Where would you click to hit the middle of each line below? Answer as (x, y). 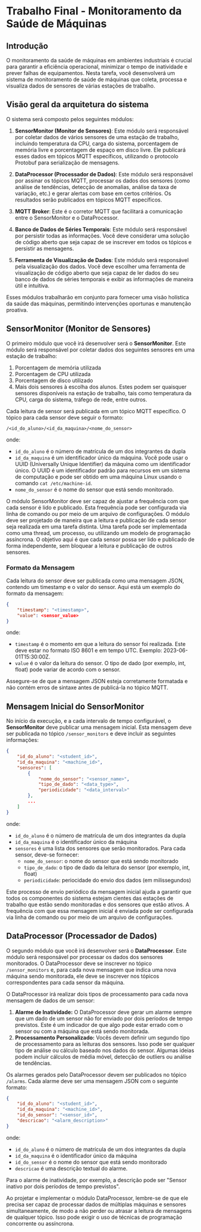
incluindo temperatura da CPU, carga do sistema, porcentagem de (96, 143)
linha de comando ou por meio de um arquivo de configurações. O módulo (98, 513)
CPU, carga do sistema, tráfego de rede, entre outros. (81, 399)
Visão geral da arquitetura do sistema (77, 105)
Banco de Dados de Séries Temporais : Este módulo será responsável (101, 229)
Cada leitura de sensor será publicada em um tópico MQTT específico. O (96, 411)
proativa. (17, 309)
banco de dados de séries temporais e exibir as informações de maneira (104, 279)
